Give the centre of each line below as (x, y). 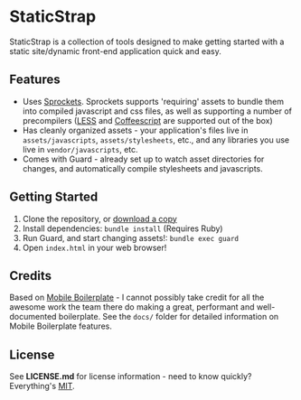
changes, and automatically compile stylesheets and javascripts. (143, 168)
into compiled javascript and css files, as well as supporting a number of (157, 111)
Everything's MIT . (42, 386)
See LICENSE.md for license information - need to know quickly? (131, 377)
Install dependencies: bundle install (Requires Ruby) (122, 228)
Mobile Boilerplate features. (61, 326)
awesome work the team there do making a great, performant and (132, 307)
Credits (31, 276)
